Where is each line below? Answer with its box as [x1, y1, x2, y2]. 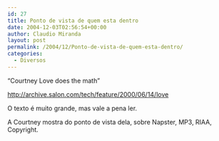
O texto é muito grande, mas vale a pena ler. [7, 104, 138, 113]
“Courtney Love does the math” [7, 76, 101, 85]
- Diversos [14, 57, 46, 64]
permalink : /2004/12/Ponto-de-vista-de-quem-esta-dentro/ [7, 43, 183, 51]
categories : [7, 51, 43, 58]
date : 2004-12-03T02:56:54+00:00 [7, 23, 107, 31]
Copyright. [7, 125, 39, 134]
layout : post [7, 37, 46, 44]
